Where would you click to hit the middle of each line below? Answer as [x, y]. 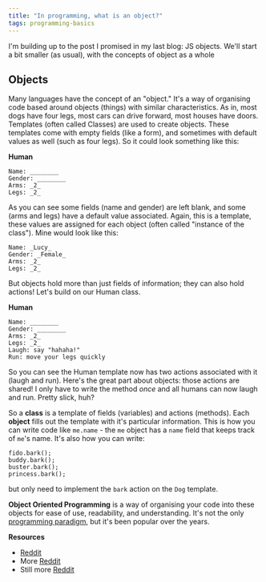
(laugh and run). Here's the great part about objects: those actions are [124, 380]
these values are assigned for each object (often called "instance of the [126, 224]
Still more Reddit [47, 570]
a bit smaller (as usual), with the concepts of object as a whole [111, 54]
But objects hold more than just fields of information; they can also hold [126, 283]
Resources [27, 537]
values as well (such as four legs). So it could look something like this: [124, 142]
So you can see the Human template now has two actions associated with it [133, 372]
